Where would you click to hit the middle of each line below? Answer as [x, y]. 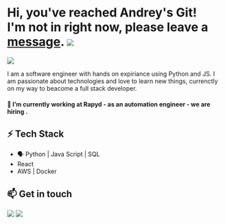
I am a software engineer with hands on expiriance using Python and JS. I [111, 74]
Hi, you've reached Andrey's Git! [102, 13]
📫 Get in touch [40, 194]
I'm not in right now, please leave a [108, 27]
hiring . [17, 111]
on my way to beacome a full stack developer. [72, 88]
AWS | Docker [37, 171]
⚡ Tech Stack [36, 134]
